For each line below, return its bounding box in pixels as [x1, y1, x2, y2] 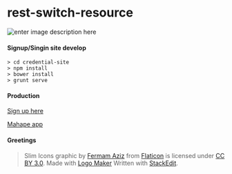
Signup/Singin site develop [7, 43, 86, 52]
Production [7, 91, 40, 99]
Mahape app [7, 120, 43, 128]
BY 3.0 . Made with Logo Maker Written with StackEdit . [23, 159, 178, 167]
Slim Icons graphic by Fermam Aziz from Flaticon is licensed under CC [23, 151, 225, 159]
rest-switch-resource [7, 5, 133, 21]
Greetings [7, 136, 37, 144]
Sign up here [7, 107, 43, 115]
